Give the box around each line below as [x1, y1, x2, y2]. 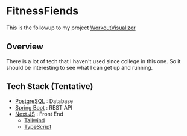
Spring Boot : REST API [14, 104, 73, 111]
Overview [6, 42, 44, 52]
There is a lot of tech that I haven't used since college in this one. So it [6, 57, 181, 64]
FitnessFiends [6, 4, 79, 18]
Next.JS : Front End [14, 110, 63, 117]
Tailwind [24, 116, 45, 124]
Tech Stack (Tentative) [6, 81, 93, 91]
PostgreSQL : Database [14, 97, 74, 105]
